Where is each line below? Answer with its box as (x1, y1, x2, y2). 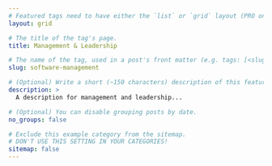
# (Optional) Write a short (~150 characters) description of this (8, 79, 241, 87)
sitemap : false (8, 145, 60, 154)
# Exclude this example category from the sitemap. (8, 130, 186, 138)
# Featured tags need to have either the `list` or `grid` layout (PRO (8, 11, 255, 20)
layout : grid (8, 19, 53, 28)
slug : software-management (8, 64, 100, 72)
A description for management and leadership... (15, 93, 183, 101)
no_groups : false (8, 115, 67, 124)
